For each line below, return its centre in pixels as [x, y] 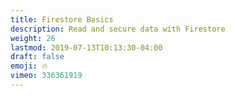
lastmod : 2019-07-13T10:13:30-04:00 [86, 47]
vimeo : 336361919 [46, 76]
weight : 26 [33, 38]
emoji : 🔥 [29, 66]
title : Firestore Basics [62, 19]
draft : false [37, 57]
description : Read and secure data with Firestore [118, 29]
